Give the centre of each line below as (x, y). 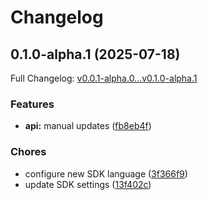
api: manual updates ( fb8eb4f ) (88, 126)
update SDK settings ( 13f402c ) (88, 184)
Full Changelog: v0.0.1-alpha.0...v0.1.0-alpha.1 (104, 78)
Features (32, 104)
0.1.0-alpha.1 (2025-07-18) (95, 54)
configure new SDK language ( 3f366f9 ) (106, 173)
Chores (28, 152)
